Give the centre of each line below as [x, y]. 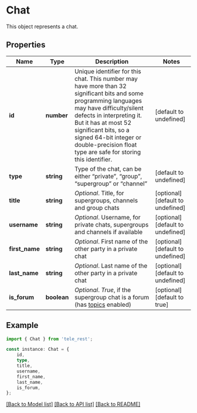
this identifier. [93, 159]
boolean [57, 297]
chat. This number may [106, 79]
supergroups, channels [106, 200]
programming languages [108, 100]
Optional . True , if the [103, 290]
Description [112, 61]
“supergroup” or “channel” [111, 184]
